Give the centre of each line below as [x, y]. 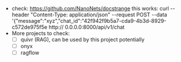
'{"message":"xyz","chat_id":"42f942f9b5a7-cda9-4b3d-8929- [89, 21]
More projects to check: [41, 33]
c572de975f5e [29, 27]
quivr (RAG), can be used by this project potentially [83, 39]
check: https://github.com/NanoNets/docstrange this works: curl [90, 8]
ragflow [30, 53]
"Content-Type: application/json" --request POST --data [99, 15]
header [20, 15]
